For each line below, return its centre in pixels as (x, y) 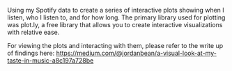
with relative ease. (33, 32)
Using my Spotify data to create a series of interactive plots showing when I (116, 10)
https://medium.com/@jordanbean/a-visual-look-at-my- (137, 53)
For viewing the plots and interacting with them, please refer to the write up (115, 46)
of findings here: (31, 53)
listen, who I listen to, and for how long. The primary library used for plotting (116, 17)
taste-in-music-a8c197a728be (51, 61)
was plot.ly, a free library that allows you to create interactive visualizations (115, 25)
